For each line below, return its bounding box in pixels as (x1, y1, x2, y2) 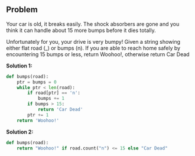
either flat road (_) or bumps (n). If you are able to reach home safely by (6, 44, 181, 51)
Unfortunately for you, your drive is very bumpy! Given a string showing (6, 38, 181, 45)
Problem (6, 5, 38, 15)
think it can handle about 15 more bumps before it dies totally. (6, 27, 156, 34)
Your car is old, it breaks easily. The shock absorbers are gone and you (6, 20, 180, 27)
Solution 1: (6, 62, 32, 69)
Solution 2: (6, 128, 34, 135)
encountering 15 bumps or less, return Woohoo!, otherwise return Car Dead (6, 50, 190, 58)
